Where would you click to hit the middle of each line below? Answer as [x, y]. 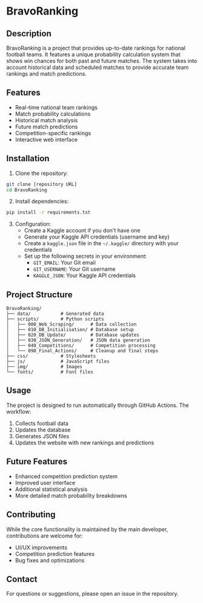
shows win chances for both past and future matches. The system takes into [102, 61]
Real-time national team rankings [56, 107]
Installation [28, 159]
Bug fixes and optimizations [50, 560]
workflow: [19, 411]
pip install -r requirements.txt [48, 213]
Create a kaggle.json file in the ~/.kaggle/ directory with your [101, 243]
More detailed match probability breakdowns [71, 495]
